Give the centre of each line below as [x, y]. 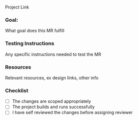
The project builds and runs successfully [53, 107]
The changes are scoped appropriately [52, 101]
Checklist [17, 90]
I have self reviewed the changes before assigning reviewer [72, 113]
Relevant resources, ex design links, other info [52, 78]
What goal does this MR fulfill [35, 31]
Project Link [17, 7]
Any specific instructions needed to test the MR [53, 54]
